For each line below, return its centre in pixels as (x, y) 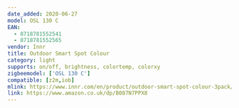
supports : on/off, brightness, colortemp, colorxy (84, 67)
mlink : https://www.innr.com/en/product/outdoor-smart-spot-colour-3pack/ (121, 87)
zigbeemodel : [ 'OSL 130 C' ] (49, 73)
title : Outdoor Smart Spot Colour (59, 54)
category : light (31, 60)
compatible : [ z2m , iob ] (41, 80)
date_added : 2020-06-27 (43, 14)
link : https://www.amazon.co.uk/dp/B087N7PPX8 (78, 93)
